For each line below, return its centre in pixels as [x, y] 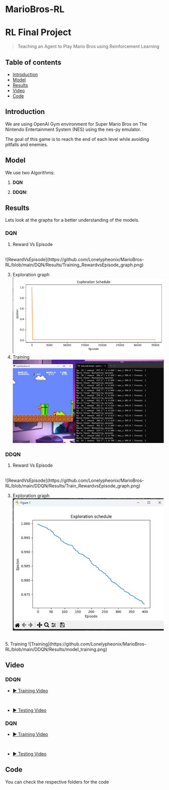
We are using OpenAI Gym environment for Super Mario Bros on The [76, 124]
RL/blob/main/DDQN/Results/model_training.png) [56, 650]
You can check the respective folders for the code [57, 782]
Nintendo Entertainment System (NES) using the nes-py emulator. [73, 129]
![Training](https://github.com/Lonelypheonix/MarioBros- [88, 644]
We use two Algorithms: [30, 172]
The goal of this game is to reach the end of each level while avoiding [77, 139]
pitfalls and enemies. [27, 144]
